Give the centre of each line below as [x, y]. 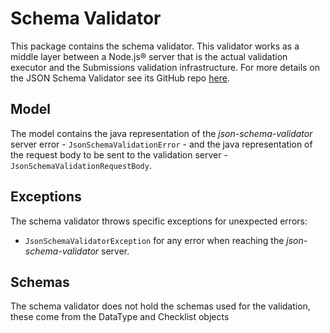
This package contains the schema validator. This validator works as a [155, 46]
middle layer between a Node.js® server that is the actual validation [149, 56]
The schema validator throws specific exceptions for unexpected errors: [159, 221]
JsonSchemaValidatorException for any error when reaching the [154, 240]
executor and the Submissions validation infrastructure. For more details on [165, 67]
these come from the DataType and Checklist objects [120, 317]
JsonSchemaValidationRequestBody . [81, 165]
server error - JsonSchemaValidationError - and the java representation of [161, 144]
